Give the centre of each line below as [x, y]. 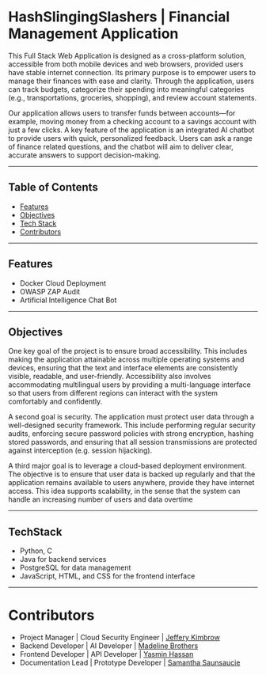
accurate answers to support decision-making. [84, 155]
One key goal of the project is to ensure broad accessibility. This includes [128, 351]
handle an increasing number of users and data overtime [101, 499]
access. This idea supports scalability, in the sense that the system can [124, 491]
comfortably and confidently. [55, 402]
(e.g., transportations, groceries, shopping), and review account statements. [133, 97]
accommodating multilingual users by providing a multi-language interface [129, 385]
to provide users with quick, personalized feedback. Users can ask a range [130, 138]
